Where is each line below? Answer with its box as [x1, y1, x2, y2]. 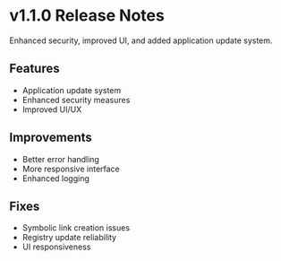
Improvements [9, 130, 92, 145]
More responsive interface [21, 163, 121, 174]
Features [9, 61, 60, 76]
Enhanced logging [21, 172, 89, 184]
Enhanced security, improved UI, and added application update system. [9, 35, 273, 46]
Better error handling [21, 153, 100, 164]
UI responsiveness [21, 241, 91, 252]
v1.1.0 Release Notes [9, 5, 166, 26]
